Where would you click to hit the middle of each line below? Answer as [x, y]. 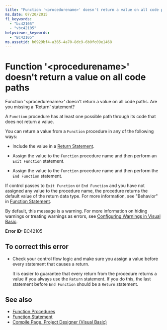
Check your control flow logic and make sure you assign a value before [85, 259]
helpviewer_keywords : [28, 33]
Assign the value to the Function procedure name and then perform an [84, 156]
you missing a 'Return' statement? [40, 107]
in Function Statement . [28, 201]
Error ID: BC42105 [24, 231]
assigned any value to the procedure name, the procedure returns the [77, 191]
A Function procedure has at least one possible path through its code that [81, 116]
